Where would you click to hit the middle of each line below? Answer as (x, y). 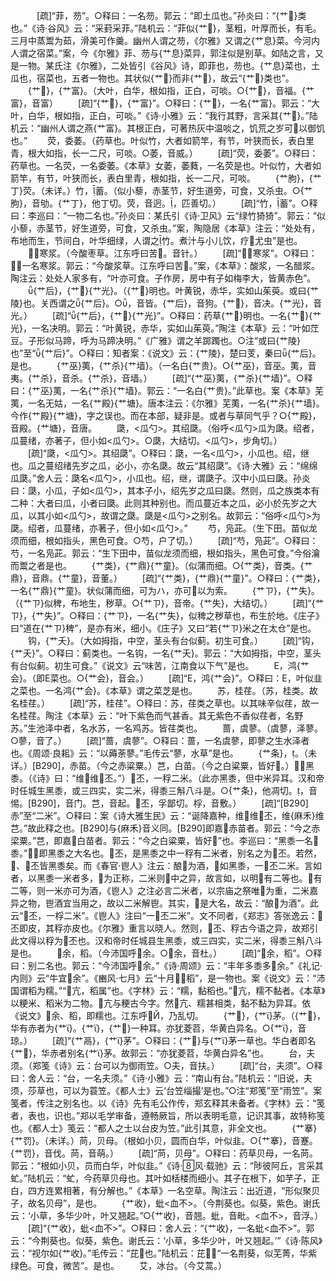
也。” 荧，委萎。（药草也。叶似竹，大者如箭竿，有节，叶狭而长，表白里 (162, 140)
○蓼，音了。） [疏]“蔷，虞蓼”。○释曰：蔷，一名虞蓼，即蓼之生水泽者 (160, 740)
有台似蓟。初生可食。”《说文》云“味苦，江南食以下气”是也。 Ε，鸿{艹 (160, 665)
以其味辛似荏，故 (275, 703)
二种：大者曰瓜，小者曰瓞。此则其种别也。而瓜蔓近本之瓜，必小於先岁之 (159, 503)
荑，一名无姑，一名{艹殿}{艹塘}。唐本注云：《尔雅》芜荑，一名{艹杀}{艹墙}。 (167, 403)
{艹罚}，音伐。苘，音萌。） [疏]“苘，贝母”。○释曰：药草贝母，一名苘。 (164, 1153)
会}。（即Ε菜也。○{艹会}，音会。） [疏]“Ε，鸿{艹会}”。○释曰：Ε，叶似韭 (166, 678)
